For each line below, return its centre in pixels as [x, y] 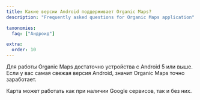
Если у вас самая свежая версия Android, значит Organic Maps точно [95, 73]
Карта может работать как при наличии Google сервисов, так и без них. [99, 91]
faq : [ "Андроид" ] [33, 33]
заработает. [22, 79]
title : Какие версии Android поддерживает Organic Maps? [79, 12]
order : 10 [24, 50]
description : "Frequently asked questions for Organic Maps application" [101, 17]
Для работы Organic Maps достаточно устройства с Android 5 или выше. [100, 67]
